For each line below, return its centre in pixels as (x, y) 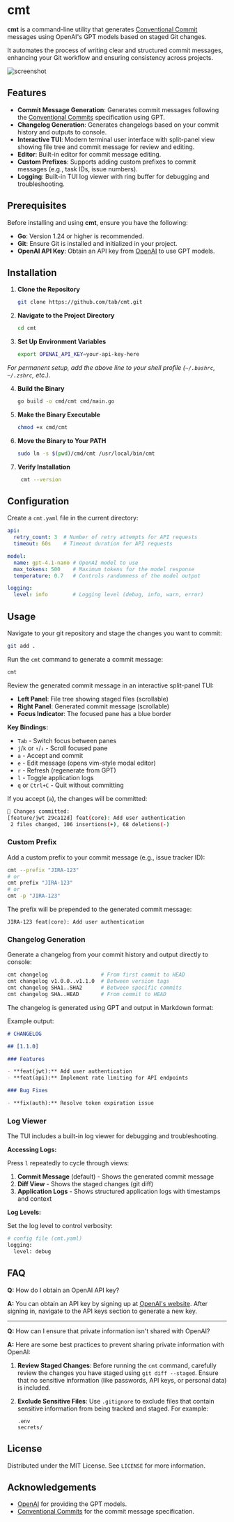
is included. (34, 1388)
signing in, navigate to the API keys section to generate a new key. (102, 1311)
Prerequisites (37, 206)
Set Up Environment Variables (62, 342)
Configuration (38, 501)
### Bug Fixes (28, 1091)
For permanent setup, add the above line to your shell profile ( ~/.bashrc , (111, 367)
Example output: (31, 1021)
